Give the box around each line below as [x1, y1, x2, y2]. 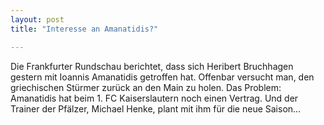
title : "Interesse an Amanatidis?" [10, 24, 159, 34]
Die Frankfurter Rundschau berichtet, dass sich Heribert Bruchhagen [10, 60, 294, 72]
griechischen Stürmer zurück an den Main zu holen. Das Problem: [10, 81, 282, 93]
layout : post [10, 14, 65, 25]
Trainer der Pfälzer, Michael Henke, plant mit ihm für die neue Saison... [10, 102, 302, 115]
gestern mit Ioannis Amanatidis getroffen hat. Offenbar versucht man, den [10, 71, 315, 83]
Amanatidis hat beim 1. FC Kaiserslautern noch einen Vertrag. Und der [10, 92, 299, 104]
